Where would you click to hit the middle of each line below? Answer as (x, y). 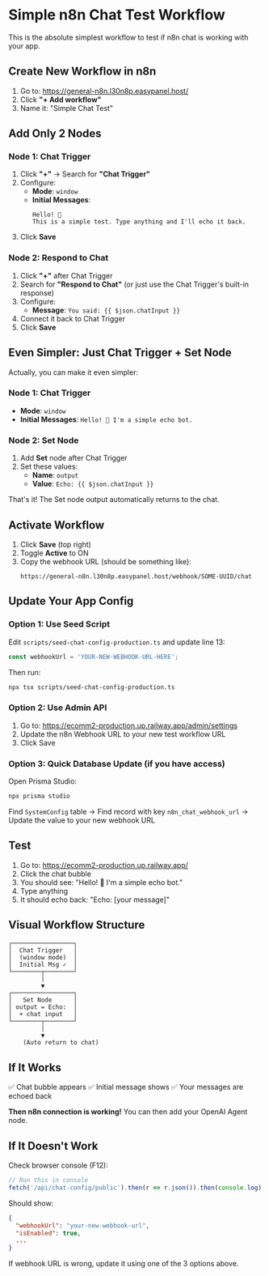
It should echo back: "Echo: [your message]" (95, 900)
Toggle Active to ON (54, 553)
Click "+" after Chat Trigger (66, 275)
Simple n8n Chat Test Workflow (117, 15)
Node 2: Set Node (44, 440)
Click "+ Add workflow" (61, 100)
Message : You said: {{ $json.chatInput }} (106, 310)
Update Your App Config (71, 601)
